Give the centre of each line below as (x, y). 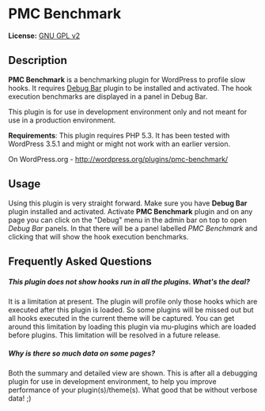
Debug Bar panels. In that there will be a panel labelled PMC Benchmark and (133, 228)
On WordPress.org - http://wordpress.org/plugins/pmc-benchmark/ (118, 159)
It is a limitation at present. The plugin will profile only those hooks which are (133, 301)
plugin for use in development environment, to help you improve (112, 381)
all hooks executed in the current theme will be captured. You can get (121, 318)
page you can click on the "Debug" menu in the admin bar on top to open (127, 220)
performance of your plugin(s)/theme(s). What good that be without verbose (133, 390)
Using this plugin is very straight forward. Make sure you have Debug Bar (128, 203)
